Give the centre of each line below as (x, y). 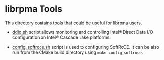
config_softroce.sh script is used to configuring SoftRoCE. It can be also (85, 47)
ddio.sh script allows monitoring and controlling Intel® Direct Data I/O (82, 32)
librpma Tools (34, 9)
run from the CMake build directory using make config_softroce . (78, 52)
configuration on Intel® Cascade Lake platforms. (61, 37)
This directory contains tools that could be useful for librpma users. (74, 23)
